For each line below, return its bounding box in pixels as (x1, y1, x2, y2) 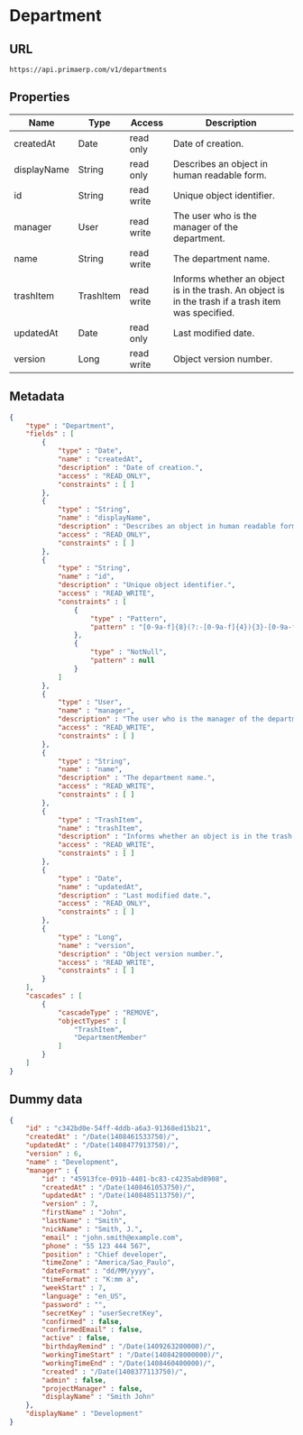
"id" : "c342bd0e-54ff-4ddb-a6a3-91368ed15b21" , (25, 1124, 212, 1133)
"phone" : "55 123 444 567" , (41, 1241, 151, 1250)
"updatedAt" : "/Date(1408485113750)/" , (41, 1191, 196, 1200)
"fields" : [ (25, 429, 75, 438)
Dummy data (9, 1092, 83, 1108)
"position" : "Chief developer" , (41, 1250, 168, 1259)
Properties (9, 89, 70, 105)
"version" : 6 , (25, 1149, 83, 1159)
